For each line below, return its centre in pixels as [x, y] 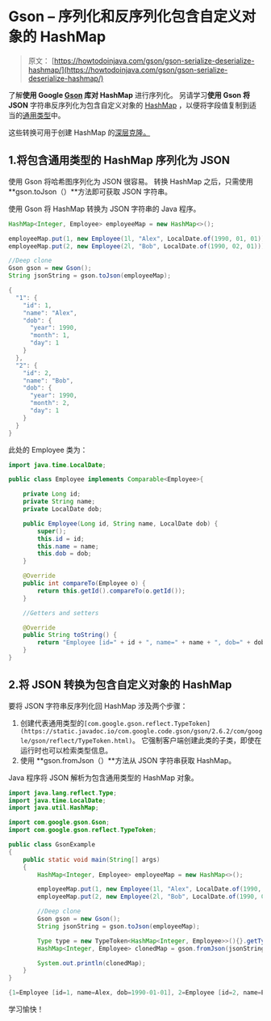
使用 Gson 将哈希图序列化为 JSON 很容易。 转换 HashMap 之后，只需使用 [131, 181]
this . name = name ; [68, 546]
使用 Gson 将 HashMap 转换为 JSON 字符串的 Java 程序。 [104, 209]
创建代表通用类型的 [52, 723]
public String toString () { [70, 635]
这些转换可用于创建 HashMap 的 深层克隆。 [79, 132]
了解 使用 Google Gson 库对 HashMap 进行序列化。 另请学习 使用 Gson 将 [129, 95]
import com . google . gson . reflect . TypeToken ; [83, 830]
